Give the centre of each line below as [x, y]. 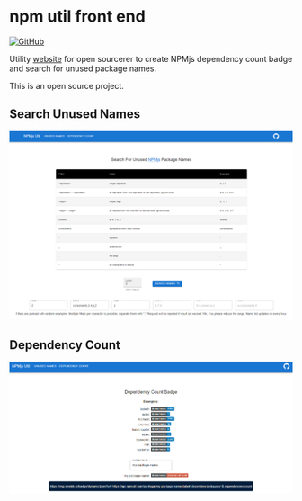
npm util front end [77, 17]
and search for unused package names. [83, 68]
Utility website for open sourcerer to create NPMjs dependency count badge [151, 58]
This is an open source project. [67, 85]
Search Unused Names [75, 114]
